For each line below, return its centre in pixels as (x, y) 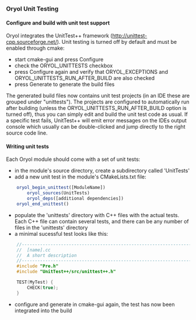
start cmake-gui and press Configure (59, 60)
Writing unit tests (28, 146)
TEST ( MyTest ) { (35, 283)
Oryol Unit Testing (32, 9)
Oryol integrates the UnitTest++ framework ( (59, 36)
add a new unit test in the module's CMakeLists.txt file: (80, 177)
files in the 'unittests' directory (51, 228)
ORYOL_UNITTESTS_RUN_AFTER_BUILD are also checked (85, 78)
